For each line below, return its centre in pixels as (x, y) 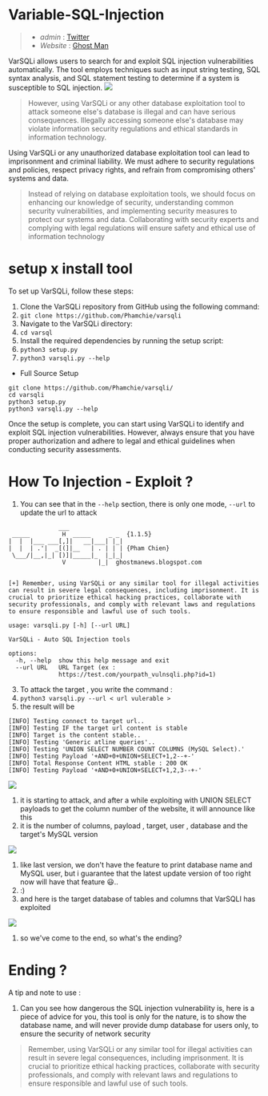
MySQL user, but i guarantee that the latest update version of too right (135, 873)
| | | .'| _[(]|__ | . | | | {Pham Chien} (89, 548)
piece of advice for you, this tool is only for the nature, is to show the (133, 1017)
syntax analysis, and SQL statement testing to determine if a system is (124, 78)
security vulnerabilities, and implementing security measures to (132, 211)
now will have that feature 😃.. (69, 882)
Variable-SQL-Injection (86, 15)
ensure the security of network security (85, 1033)
